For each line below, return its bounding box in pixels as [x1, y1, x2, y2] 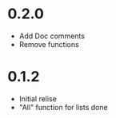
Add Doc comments [18, 31, 86, 41]
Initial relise [18, 93, 57, 104]
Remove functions [18, 39, 79, 49]
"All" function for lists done [18, 102, 109, 112]
